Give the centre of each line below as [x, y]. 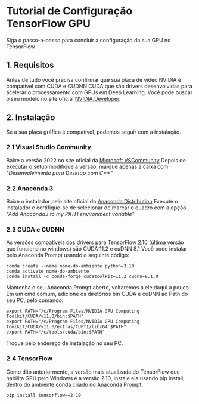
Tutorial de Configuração [69, 11]
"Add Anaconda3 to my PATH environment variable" [70, 214]
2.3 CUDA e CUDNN [35, 230]
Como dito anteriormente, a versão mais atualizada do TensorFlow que [93, 372]
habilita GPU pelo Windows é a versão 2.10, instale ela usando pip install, [95, 378]
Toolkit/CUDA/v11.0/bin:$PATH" [45, 317]
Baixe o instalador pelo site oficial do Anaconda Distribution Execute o [92, 202]
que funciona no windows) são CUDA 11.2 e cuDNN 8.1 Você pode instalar [97, 249]
